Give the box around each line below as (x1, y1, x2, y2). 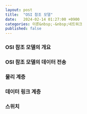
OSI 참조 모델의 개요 (5, 44, 51, 51)
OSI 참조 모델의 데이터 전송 (5, 59, 66, 66)
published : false (5, 26, 42, 31)
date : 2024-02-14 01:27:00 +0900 (5, 17, 80, 22)
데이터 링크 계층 (5, 88, 41, 95)
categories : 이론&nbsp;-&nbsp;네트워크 (5, 21, 82, 27)
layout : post (5, 7, 33, 13)
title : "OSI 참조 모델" (5, 12, 53, 17)
